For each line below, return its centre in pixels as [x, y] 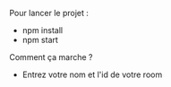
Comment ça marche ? [51, 57]
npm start [40, 40]
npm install [43, 30]
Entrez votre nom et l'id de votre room [92, 74]
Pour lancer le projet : [49, 13]
